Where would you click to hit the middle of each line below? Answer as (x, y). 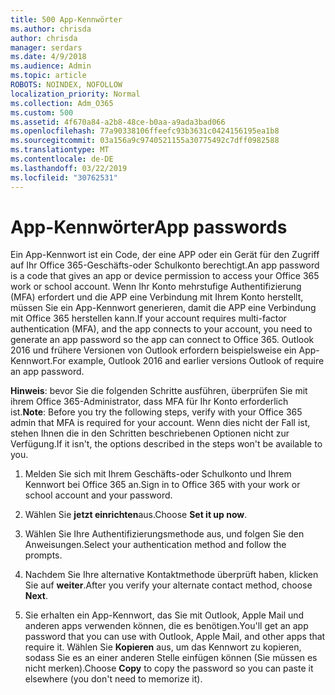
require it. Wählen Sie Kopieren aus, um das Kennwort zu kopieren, (163, 647)
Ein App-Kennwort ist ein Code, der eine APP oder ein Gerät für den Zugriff (165, 255)
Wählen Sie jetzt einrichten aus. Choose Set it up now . (136, 515)
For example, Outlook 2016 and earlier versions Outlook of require (188, 361)
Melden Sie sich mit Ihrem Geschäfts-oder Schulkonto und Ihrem (158, 474)
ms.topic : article (48, 76)
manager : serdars (46, 47)
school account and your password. (98, 495)
